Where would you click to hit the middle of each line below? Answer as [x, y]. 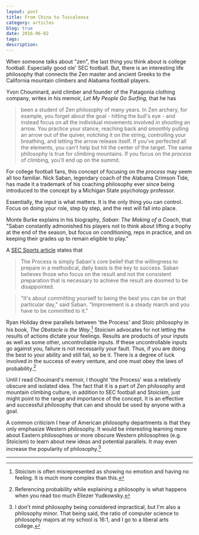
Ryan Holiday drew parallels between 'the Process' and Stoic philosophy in [97, 322]
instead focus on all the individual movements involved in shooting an [105, 122]
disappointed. [37, 286]
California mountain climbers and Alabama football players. [78, 80]
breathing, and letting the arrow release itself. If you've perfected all [103, 141]
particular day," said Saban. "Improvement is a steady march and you [105, 304]
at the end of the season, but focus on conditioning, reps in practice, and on [99, 232]
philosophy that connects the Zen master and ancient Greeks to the [88, 74]
